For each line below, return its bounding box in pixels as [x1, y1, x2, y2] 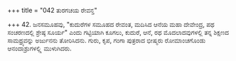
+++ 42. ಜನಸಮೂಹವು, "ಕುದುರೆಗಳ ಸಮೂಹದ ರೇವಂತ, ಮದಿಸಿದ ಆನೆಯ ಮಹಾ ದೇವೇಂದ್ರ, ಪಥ [7, 21, 215, 28]
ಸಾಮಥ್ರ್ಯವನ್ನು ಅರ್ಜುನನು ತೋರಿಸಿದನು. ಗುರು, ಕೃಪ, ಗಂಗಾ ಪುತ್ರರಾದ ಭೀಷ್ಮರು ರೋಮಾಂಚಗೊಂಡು [7, 36, 206, 45]
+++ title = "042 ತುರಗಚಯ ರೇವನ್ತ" [7, 6, 97, 14]
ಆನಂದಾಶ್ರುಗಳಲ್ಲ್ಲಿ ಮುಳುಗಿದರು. [7, 44, 73, 52]
